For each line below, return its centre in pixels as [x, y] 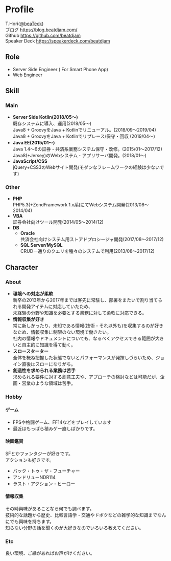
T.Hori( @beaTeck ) [25, 24]
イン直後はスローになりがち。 [44, 364]
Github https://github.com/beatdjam [43, 35]
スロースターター [31, 351]
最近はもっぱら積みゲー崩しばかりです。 [55, 428]
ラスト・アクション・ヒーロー [44, 483]
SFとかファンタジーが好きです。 [39, 454]
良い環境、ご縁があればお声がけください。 [50, 553]
